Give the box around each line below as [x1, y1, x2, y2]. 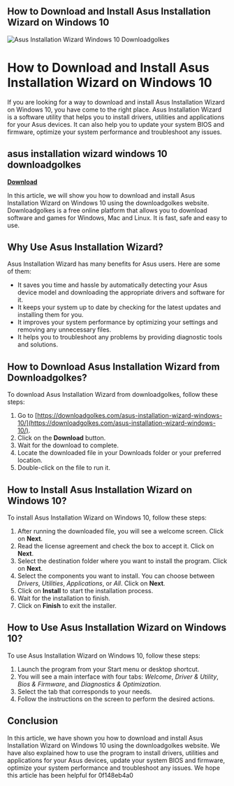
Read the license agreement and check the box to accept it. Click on [17, 542, 214, 550]
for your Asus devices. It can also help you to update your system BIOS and [7, 120, 225, 128]
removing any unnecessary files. [17, 325, 112, 334]
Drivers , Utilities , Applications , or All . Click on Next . [17, 579, 166, 588]
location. [17, 456, 43, 465]
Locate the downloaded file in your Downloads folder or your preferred [17, 449, 221, 457]
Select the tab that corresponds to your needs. [17, 687, 152, 696]
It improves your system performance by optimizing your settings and [17, 318, 219, 327]
